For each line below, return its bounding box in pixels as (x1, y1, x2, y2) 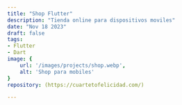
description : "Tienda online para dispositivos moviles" (7, 17, 176, 24)
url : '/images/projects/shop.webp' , (19, 62, 126, 69)
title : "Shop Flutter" (7, 10, 73, 17)
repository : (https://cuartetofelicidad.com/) (7, 81, 144, 88)
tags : (7, 36, 23, 43)
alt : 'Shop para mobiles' (19, 68, 95, 75)
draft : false (7, 29, 45, 37)
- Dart (7, 49, 26, 56)
